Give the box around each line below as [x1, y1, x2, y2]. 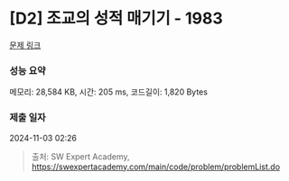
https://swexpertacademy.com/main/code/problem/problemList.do [31, 161, 281, 172]
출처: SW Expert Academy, [31, 150, 130, 162]
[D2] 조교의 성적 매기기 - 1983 [9, 8, 223, 29]
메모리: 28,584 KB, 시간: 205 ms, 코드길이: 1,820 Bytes [9, 86, 208, 97]
